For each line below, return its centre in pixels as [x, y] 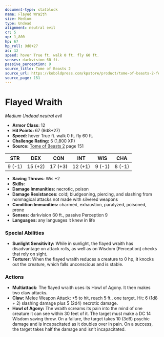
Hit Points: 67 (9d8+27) [36, 130]
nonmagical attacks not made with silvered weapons [65, 199]
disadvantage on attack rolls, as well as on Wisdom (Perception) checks [84, 248]
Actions [15, 277]
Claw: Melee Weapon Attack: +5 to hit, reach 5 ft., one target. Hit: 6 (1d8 [85, 298]
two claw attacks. [30, 293]
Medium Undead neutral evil [34, 116]
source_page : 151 [23, 78]
